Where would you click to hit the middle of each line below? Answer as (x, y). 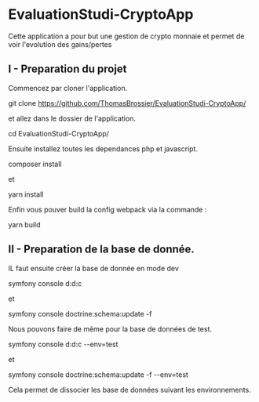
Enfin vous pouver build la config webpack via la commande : (108, 209)
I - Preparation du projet (67, 69)
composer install (35, 164)
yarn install (26, 194)
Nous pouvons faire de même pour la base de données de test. (110, 329)
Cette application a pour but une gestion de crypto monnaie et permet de (126, 36)
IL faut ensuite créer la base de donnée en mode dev (93, 268)
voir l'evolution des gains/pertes (60, 44)
